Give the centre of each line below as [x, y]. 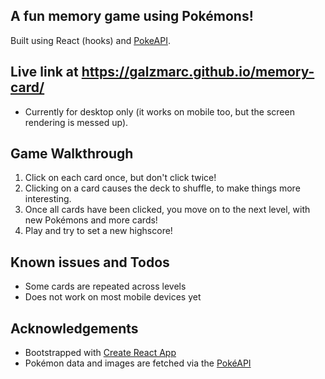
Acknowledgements [74, 328]
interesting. [48, 199]
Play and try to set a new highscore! [98, 231]
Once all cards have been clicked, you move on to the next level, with [167, 210]
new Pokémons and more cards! [91, 220]
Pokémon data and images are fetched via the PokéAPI [138, 363]
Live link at [44, 72]
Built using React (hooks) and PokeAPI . [90, 40]
